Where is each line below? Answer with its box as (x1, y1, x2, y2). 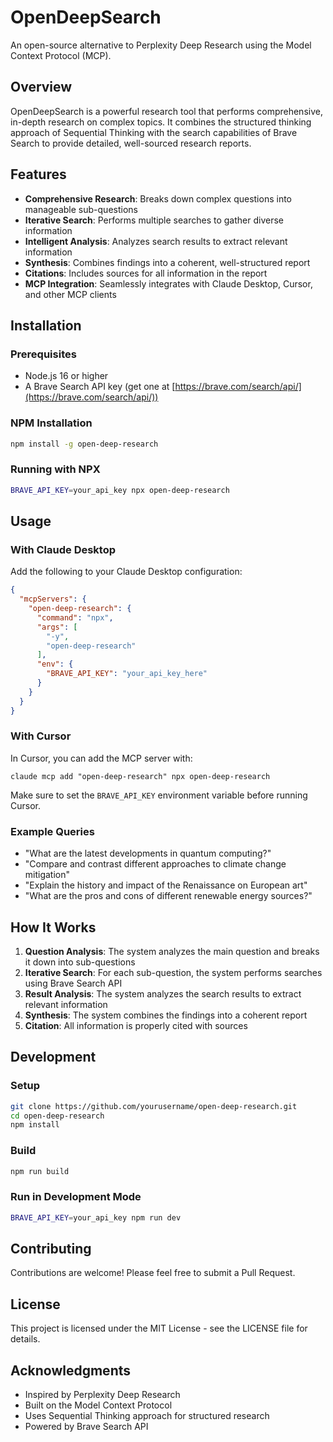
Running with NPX (10, 462, 101, 476)
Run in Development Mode (10, 1190, 142, 1204)
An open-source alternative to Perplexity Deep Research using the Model (10, 39, 312, 51)
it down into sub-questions (24, 956, 136, 968)
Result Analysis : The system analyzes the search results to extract (24, 987, 302, 1000)
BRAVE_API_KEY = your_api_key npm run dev (10, 1212, 182, 1223)
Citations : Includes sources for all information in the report (24, 267, 268, 279)
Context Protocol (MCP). (10, 49, 112, 61)
